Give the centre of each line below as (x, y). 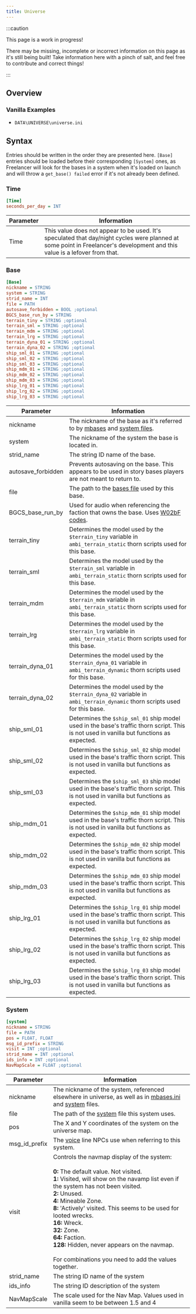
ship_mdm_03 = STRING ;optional (45, 380)
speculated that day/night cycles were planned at (111, 238)
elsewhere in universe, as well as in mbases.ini (117, 1097)
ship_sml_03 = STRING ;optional (45, 364)
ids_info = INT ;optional (37, 1060)
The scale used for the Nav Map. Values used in (118, 1295)
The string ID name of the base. (112, 455)
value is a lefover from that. (81, 252)
